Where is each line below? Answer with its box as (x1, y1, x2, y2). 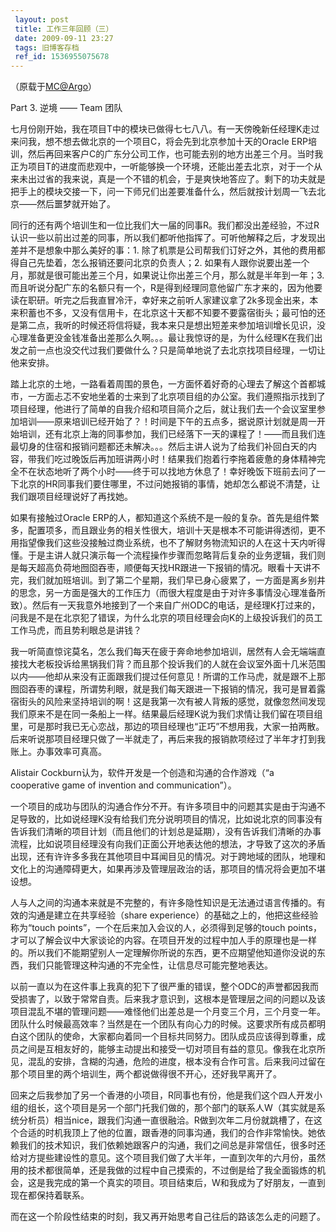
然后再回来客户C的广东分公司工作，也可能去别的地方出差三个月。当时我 (27, 148, 324, 160)
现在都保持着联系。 (10, 1189, 90, 1201)
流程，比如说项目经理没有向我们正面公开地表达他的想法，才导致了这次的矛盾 (10, 838, 326, 850)
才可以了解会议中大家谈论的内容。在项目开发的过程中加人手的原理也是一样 (10, 934, 317, 946)
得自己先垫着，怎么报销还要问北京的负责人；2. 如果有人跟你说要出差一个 (10, 257, 310, 269)
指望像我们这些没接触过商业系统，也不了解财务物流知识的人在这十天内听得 (18, 537, 326, 549)
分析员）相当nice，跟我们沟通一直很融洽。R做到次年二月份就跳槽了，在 (18, 1114, 314, 1126)
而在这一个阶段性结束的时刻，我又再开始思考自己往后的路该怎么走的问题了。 (10, 1211, 326, 1223)
